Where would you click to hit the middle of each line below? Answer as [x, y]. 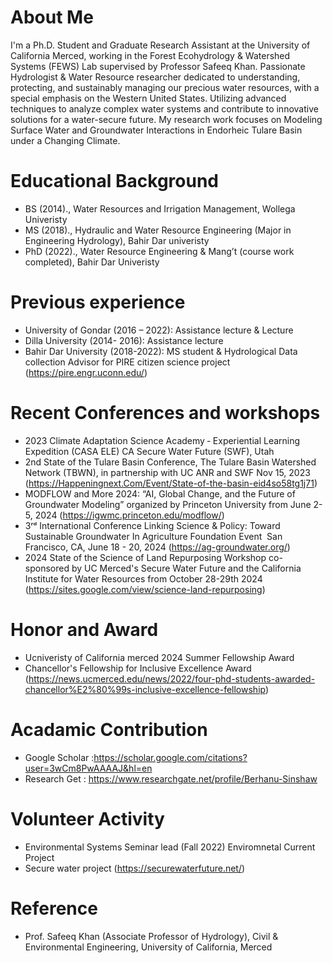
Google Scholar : [59, 757]
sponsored [47, 568]
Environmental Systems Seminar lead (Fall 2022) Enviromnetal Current [170, 847]
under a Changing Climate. [65, 140]
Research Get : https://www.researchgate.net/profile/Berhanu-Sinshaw [171, 778]
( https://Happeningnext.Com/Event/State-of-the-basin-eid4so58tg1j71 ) [171, 483]
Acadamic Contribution [109, 729]
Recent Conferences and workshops [165, 413]
